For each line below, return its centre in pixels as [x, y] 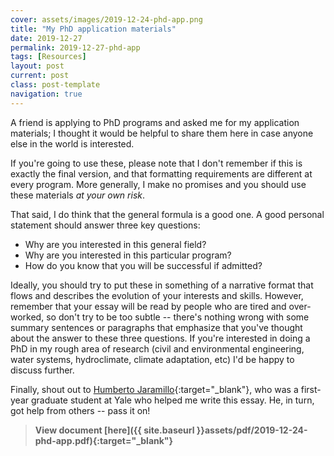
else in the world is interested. [72, 143]
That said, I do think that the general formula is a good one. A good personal [167, 214]
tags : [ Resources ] [48, 57]
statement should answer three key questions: [105, 225]
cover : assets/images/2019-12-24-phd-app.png [106, 19]
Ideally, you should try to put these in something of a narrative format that [162, 285]
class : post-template [55, 85]
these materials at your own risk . [77, 195]
